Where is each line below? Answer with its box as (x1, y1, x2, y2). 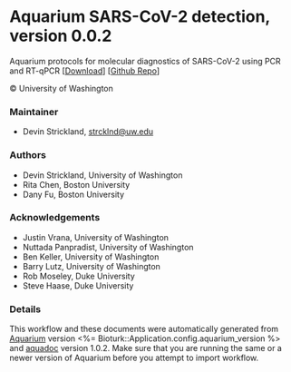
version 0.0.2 (9, 25, 112, 46)
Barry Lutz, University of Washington (22, 260, 161, 271)
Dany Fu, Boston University (22, 189, 125, 200)
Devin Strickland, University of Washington (22, 170, 183, 181)
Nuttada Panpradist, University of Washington (22, 241, 194, 252)
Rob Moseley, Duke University (22, 270, 136, 281)
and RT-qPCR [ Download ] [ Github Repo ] (9, 65, 160, 76)
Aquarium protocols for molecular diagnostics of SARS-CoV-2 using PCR (9, 55, 281, 66)
